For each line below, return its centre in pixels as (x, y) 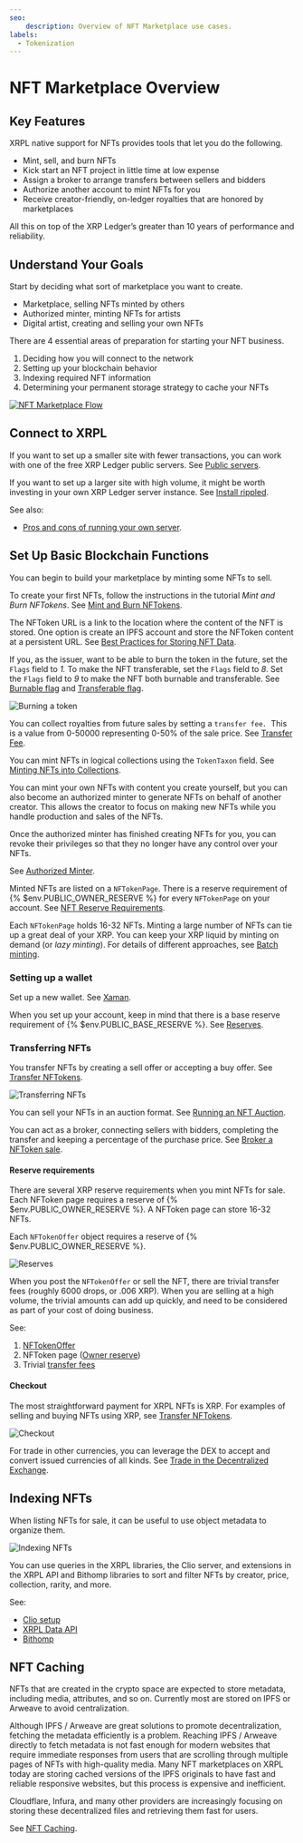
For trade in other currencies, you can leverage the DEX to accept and (140, 1450)
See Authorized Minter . (52, 871)
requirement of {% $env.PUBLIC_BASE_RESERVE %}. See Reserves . (137, 1024)
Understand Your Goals (76, 264)
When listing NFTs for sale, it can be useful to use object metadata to (138, 1520)
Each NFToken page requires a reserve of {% (94, 1200)
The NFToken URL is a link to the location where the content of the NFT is (146, 622)
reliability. (27, 236)
